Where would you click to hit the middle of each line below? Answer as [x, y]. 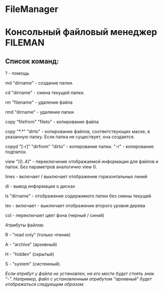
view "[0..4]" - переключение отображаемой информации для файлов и [82, 162]
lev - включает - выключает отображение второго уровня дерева [75, 206]
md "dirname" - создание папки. [39, 83]
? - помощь [17, 73]
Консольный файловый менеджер [81, 32]
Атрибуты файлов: [25, 225]
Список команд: [32, 61]
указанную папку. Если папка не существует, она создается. [70, 137]
